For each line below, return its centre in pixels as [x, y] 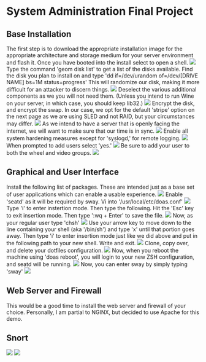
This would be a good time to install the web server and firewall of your [96, 305]
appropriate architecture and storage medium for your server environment [100, 55]
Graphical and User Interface [63, 172]
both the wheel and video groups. [49, 153]
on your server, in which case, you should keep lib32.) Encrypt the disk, [101, 103]
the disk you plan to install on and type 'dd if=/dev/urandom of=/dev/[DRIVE [102, 76]
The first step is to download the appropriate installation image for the [94, 49]
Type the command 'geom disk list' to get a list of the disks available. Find [100, 69]
